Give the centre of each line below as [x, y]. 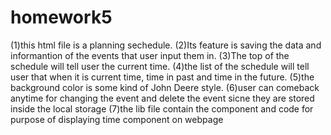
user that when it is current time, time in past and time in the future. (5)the [162, 77]
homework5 [61, 17]
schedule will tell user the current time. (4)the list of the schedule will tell [160, 66]
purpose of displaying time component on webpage [117, 119]
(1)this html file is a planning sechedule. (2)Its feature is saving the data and [166, 45]
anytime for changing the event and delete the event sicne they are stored [162, 98]
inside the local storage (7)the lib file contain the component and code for [162, 108]
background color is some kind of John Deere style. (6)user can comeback [165, 87]
